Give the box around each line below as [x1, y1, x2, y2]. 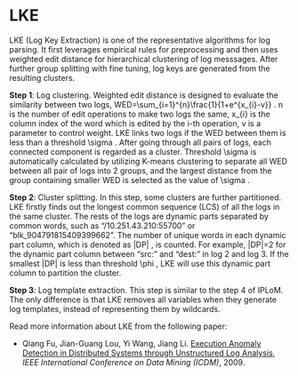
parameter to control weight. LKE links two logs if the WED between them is [9, 127, 286, 138]
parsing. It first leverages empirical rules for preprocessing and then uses [9, 44, 278, 54]
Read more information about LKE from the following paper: [9, 321, 228, 332]
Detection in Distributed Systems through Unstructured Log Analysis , [21, 348, 276, 358]
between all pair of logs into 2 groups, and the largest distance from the [9, 165, 272, 176]
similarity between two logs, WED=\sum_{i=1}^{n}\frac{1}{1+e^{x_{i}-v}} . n [9, 99, 283, 109]
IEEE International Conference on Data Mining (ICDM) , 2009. [21, 356, 246, 367]
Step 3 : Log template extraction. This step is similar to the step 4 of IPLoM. [9, 284, 284, 295]
